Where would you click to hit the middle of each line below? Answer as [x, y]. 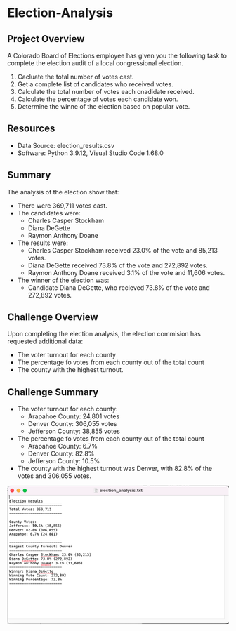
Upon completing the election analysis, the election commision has [104, 334]
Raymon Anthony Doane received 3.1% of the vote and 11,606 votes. [126, 272]
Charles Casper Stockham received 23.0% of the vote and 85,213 [123, 250]
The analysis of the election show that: [63, 192]
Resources [31, 129]
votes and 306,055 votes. [54, 476]
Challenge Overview [53, 317]
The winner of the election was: [63, 280]
